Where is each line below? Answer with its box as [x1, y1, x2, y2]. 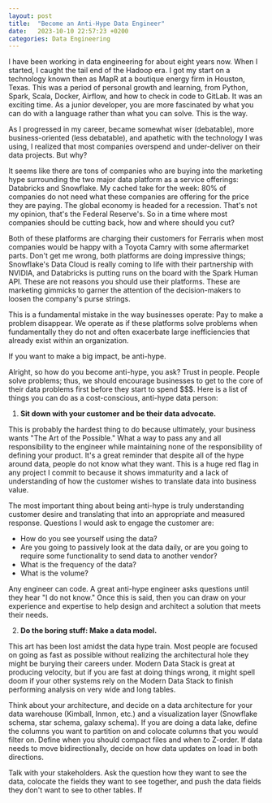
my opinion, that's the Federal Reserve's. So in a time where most [8, 209, 228, 219]
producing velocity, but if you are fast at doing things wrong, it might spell [8, 667, 256, 677]
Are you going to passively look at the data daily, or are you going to [19, 542, 248, 553]
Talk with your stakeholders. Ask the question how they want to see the [8, 768, 248, 778]
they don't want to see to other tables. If [8, 785, 143, 795]
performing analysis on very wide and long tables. [8, 684, 176, 695]
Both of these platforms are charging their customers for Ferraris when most [8, 233, 264, 244]
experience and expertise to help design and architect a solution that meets [8, 601, 261, 611]
